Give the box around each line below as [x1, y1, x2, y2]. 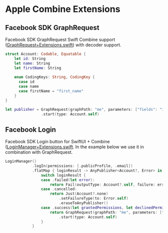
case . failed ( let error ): [40, 177, 95, 183]
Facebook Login [5, 125, 56, 134]
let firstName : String [14, 65, 61, 70]
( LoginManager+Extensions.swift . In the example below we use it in [5, 144, 144, 150]
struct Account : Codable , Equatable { [5, 51, 86, 56]
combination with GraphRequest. [5, 149, 73, 155]
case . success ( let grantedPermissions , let [40, 205, 133, 210]
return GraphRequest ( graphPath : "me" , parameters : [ [49, 210, 162, 215]
